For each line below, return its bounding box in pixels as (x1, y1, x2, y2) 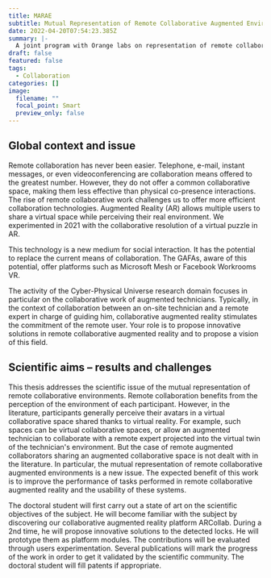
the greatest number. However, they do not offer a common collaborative (8, 177, 250, 187)
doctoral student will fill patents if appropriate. (8, 560, 161, 570)
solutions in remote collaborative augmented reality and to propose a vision (8, 328, 259, 339)
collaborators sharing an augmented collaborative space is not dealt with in (8, 451, 259, 460)
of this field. (8, 337, 48, 347)
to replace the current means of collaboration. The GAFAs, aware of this (8, 253, 248, 263)
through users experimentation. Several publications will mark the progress (8, 543, 258, 553)
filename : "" (15, 94, 60, 102)
